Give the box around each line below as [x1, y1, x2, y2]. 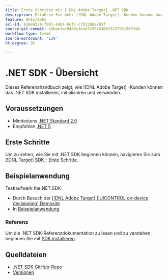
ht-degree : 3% [5, 41, 36, 46]
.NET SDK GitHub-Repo [12, 264, 63, 270]
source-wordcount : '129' [5, 36, 58, 41]
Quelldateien [5, 250, 47, 259]
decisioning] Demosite [12, 200, 60, 207]
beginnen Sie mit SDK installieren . [5, 236, 76, 242]
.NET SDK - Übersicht [5, 67, 98, 79]
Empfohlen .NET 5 [12, 123, 51, 129]
